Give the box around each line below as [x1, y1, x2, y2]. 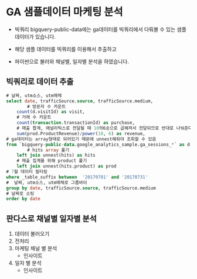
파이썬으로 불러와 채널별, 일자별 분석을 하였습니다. [14, 58, 129, 65]
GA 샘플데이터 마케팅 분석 [6, 5, 123, 19]
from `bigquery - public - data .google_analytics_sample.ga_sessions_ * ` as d [6, 142, 191, 147]
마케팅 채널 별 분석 [14, 245, 57, 252]
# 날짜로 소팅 [6, 191, 35, 197]
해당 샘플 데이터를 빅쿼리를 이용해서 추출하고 [14, 45, 117, 53]
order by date [6, 196, 41, 202]
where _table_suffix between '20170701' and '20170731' [6, 174, 148, 180]
